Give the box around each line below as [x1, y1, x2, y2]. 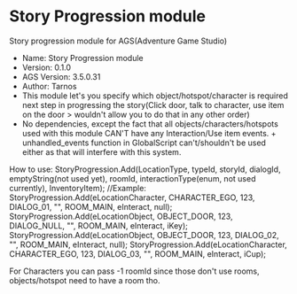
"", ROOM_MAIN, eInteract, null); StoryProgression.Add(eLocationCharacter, [9, 239, 288, 250]
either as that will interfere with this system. [21, 146, 182, 157]
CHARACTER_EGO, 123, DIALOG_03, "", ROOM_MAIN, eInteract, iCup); [9, 248, 267, 259]
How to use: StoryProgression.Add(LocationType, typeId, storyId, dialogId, [9, 164, 281, 174]
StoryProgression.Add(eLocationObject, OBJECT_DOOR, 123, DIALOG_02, [9, 229, 279, 240]
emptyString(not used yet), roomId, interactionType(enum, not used [9, 173, 256, 183]
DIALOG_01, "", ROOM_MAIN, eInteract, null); [9, 201, 173, 212]
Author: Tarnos [21, 81, 77, 91]
